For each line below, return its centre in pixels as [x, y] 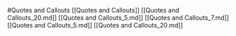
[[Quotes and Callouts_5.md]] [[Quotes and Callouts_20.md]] [95, 25]
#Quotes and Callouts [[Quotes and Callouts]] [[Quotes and [93, 10]
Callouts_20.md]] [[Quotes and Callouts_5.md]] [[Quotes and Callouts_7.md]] [118, 18]
